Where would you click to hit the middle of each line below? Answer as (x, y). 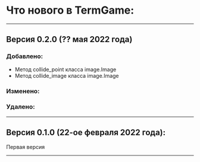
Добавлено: (25, 56)
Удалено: (21, 107)
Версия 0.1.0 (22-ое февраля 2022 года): (86, 133)
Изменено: (23, 91)
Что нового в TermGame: (70, 10)
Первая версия (26, 147)
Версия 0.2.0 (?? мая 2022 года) (69, 39)
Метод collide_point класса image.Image (65, 69)
